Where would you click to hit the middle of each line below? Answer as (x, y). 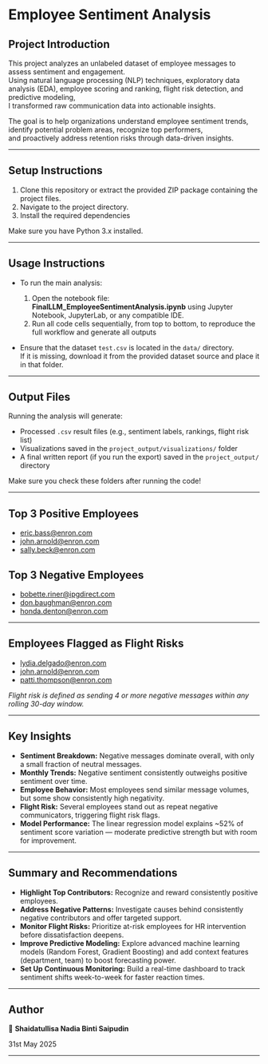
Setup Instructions (55, 170)
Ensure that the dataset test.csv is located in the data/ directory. (127, 347)
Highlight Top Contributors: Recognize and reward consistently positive (139, 892)
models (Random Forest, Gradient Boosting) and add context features (134, 951)
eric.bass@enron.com (56, 533)
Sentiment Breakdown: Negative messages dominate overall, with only (137, 755)
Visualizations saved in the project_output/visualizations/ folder (128, 449)
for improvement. (48, 841)
